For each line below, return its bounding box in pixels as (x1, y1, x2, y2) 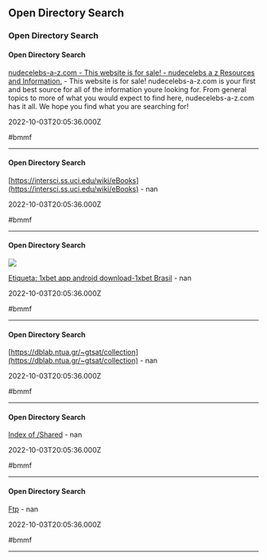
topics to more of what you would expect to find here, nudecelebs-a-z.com (8, 93, 254, 103)
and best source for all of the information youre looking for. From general (8, 84, 247, 94)
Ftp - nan (8, 504, 39, 514)
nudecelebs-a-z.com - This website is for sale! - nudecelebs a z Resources (8, 68, 255, 77)
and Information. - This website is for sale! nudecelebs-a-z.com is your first (8, 76, 256, 86)
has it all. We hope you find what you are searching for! (8, 101, 189, 111)
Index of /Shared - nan (8, 430, 83, 440)
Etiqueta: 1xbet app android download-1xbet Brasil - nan (8, 273, 192, 282)
